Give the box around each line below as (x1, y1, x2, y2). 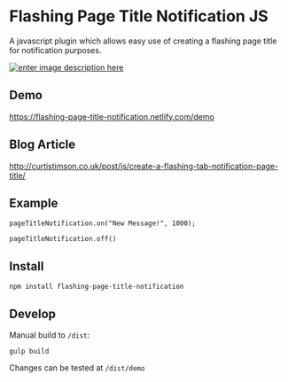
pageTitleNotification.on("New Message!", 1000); (9, 219, 197, 228)
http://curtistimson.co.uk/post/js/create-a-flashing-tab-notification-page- (9, 160, 279, 171)
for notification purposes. (9, 44, 102, 55)
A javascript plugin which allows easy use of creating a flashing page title (9, 35, 277, 46)
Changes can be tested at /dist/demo (9, 363, 145, 373)
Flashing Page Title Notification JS (9, 6, 269, 27)
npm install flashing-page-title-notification (9, 282, 184, 292)
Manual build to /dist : (9, 330, 90, 340)
